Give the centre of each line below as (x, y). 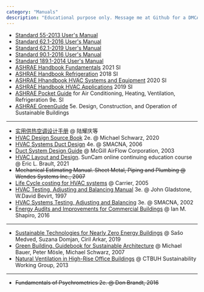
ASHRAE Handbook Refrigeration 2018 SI (66, 74)
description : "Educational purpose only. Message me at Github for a (96, 18)
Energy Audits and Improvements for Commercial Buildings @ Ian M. (101, 209)
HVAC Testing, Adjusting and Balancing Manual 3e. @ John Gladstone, (104, 189)
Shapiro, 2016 (32, 215)
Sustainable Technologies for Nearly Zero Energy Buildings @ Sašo (99, 232)
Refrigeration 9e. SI (39, 99)
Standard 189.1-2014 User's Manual (59, 61)
